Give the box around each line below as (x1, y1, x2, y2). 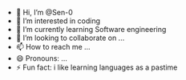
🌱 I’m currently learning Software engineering (15, 25, 167, 34)
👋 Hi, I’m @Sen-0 (15, 8, 74, 17)
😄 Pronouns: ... (15, 54, 68, 63)
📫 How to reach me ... (15, 42, 91, 51)
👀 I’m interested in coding (15, 16, 101, 26)
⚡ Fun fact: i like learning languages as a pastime (15, 62, 178, 72)
